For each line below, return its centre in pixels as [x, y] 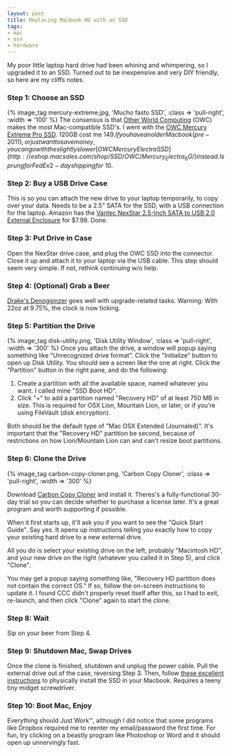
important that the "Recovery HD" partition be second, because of [101, 433]
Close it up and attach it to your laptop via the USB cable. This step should [113, 260]
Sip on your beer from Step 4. [49, 633]
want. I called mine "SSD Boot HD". [67, 391]
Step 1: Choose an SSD [46, 97]
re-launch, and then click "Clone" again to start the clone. [89, 600]
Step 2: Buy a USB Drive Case [58, 183]
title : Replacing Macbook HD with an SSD [68, 20]
